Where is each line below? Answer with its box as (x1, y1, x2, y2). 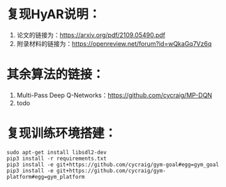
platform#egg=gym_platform (6, 173, 85, 180)
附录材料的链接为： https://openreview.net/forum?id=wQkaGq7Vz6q (16, 39, 212, 47)
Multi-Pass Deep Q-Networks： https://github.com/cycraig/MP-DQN (16, 91, 213, 99)
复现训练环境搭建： (6, 126, 117, 142)
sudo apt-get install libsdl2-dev (6, 149, 107, 156)
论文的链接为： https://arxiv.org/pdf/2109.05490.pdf (16, 31, 165, 39)
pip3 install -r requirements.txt (6, 155, 107, 162)
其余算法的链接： (6, 67, 105, 82)
